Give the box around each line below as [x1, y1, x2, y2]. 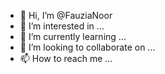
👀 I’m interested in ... [19, 20, 105, 32]
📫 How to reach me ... [19, 53, 113, 64]
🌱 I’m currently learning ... [19, 31, 127, 42]
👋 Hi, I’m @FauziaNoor [19, 10, 113, 21]
